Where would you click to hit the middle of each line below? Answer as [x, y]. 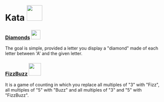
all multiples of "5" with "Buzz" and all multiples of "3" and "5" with [74, 90]
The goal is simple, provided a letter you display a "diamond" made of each [82, 48]
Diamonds [18, 38]
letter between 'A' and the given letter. [44, 53]
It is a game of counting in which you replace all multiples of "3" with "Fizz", [82, 85]
